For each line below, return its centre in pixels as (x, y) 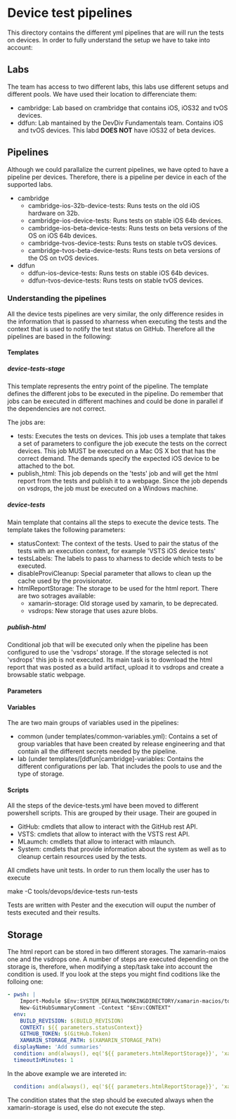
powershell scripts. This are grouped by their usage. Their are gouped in (112, 813)
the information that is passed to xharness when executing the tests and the (117, 321)
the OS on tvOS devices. (64, 258)
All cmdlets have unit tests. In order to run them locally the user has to (109, 870)
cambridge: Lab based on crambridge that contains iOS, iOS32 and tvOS (123, 108)
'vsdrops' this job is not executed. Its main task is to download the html (110, 660)
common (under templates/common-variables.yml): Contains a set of (117, 736)
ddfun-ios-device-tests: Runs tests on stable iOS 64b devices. (118, 273)
